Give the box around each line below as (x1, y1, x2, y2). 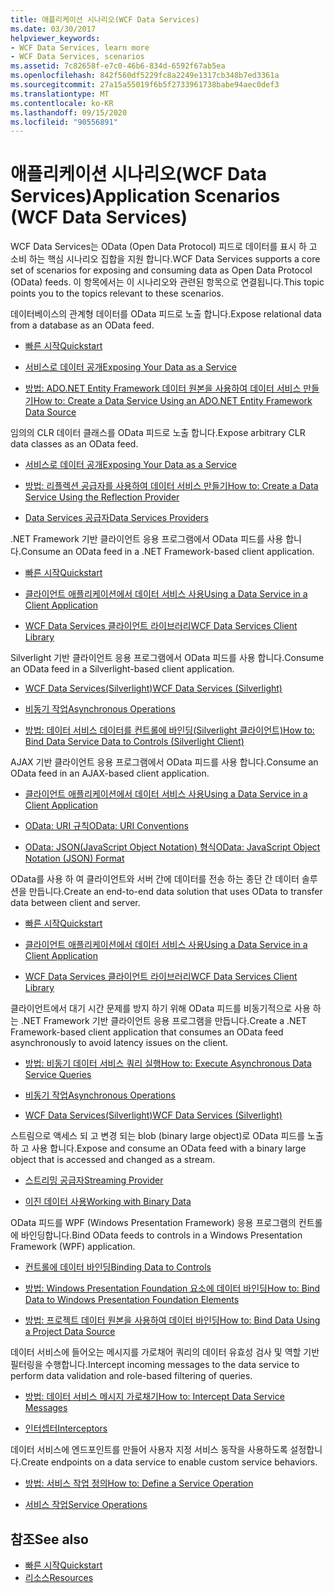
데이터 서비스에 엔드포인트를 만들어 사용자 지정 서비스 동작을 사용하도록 (10, 1444, 288, 1456)
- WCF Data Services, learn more (10, 42, 150, 53)
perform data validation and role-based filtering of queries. (10, 1370, 253, 1382)
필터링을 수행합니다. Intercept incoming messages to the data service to (10, 1359, 300, 1371)
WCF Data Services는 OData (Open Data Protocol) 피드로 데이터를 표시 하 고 (10, 241, 318, 253)
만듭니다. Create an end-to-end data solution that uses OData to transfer (28, 886, 323, 898)
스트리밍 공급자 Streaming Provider (24, 1174, 164, 1186)
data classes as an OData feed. (10, 438, 139, 450)
